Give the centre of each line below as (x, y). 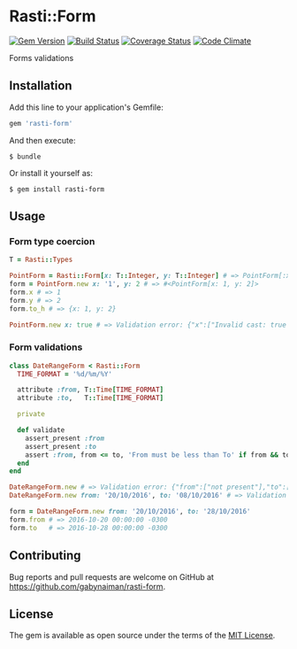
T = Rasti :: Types (41, 260)
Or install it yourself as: (51, 173)
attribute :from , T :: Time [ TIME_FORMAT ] (91, 390)
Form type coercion (52, 241)
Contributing (45, 556)
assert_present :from (65, 438)
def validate (41, 430)
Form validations (46, 347)
